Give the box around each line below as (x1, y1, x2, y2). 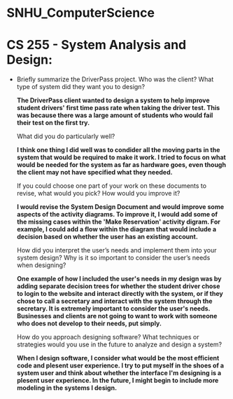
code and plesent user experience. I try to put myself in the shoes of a (16, 361, 225, 370)
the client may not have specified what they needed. (16, 168, 173, 177)
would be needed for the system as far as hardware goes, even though (16, 161, 227, 169)
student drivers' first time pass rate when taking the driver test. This (16, 104, 220, 112)
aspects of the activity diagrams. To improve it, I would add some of (16, 210, 218, 219)
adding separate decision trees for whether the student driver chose (16, 282, 220, 290)
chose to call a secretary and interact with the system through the (16, 297, 213, 306)
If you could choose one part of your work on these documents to (16, 182, 207, 190)
